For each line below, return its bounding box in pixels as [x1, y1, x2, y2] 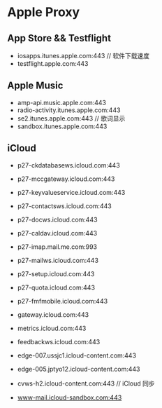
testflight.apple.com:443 [17, 60, 89, 67]
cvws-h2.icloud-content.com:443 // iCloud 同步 [17, 379, 155, 388]
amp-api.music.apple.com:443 [17, 98, 107, 107]
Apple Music [7, 80, 64, 92]
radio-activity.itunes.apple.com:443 [17, 106, 121, 114]
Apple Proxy [7, 4, 80, 20]
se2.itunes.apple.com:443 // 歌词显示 [17, 114, 126, 123]
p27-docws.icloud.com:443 [17, 215, 98, 224]
